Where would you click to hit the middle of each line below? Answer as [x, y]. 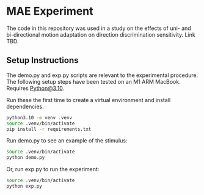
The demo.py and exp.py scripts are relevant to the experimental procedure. [102, 75]
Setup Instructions [42, 60]
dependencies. [25, 106]
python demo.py [26, 158]
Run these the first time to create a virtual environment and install [89, 100]
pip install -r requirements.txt [49, 129]
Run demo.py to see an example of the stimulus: [67, 141]
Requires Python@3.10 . [35, 88]
